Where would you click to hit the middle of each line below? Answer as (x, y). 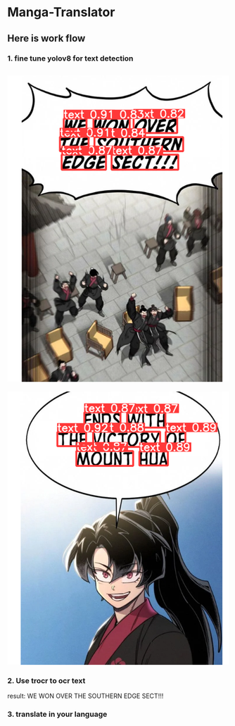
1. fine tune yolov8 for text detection (70, 58)
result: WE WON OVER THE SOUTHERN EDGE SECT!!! (85, 696)
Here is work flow (46, 38)
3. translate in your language (57, 714)
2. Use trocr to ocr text (46, 680)
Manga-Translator (61, 12)
